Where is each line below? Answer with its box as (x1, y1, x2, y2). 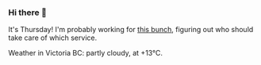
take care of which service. (8, 33, 98, 42)
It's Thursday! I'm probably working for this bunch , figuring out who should (8, 25, 254, 34)
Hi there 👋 (8, 7, 48, 18)
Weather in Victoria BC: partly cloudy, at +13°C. (8, 49, 163, 58)
